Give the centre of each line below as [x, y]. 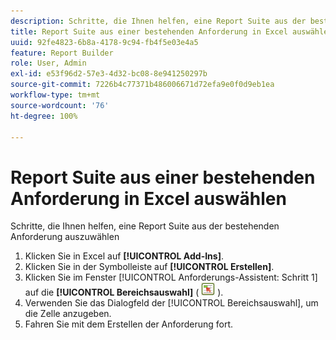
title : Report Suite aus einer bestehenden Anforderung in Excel [149, 31]
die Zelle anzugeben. [68, 314]
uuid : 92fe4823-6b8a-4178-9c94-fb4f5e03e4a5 [104, 42]
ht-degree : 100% [44, 116]
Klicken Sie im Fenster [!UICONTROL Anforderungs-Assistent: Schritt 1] [171, 277]
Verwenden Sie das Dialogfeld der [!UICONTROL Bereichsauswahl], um [171, 303]
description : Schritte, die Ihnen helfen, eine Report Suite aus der [158, 21]
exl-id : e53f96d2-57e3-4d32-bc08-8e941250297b [109, 74]
